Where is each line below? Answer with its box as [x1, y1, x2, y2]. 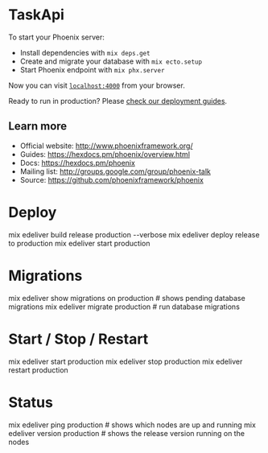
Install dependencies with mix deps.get [19, 47, 150, 57]
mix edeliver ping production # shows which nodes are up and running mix [8, 420, 256, 430]
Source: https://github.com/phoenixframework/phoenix [19, 175, 204, 184]
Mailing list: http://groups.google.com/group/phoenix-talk [19, 167, 212, 176]
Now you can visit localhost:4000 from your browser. [8, 80, 185, 90]
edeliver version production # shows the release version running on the [8, 428, 245, 438]
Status [8, 393, 54, 411]
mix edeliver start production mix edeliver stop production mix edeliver [8, 356, 243, 366]
